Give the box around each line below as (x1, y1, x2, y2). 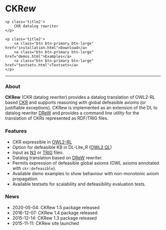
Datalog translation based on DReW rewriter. (12, 154, 103, 161)
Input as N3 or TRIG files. (12, 149, 64, 155)
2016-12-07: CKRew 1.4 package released (12, 210, 98, 216)
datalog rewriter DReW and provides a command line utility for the (5, 110, 139, 116)
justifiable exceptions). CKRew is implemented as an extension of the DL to (5, 105, 158, 111)
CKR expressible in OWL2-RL (12, 139, 72, 145)
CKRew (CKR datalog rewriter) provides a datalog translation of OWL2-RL (5, 94, 156, 100)
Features (5, 128, 27, 135)
